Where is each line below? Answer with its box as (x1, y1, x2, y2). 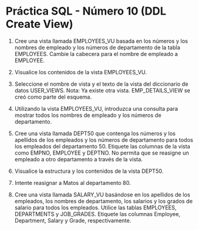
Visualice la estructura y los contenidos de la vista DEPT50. (14, 167, 164, 175)
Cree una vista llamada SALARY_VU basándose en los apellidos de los (14, 190, 190, 198)
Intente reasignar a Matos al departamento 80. (14, 179, 131, 186)
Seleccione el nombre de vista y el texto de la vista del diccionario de (14, 80, 189, 88)
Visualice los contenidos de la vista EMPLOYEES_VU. (14, 68, 147, 75)
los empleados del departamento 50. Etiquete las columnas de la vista (14, 142, 190, 150)
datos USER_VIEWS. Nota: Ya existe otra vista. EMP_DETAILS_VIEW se (14, 86, 190, 94)
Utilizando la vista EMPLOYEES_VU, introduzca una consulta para (14, 105, 178, 112)
